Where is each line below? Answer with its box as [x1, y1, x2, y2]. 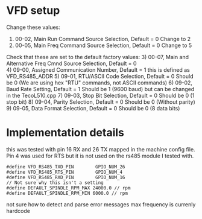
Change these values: [6, 24, 60, 31]
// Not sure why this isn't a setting [6, 179, 104, 186]
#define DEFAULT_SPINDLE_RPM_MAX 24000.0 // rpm [6, 185, 131, 191]
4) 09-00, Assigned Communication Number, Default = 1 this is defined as [6, 66, 190, 73]
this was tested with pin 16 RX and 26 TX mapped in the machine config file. [6, 145, 195, 153]
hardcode [6, 207, 30, 214]
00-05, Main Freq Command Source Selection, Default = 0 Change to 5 [14, 42, 192, 49]
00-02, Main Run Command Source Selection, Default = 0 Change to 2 [14, 35, 191, 42]
